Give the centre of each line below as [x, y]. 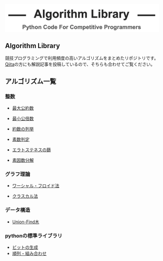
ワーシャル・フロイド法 [36, 186]
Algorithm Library [32, 46]
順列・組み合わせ [29, 253]
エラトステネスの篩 [31, 150]
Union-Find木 [26, 222]
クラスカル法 [25, 196]
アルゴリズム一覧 [31, 81]
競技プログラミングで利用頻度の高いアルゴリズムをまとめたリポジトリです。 [82, 58]
